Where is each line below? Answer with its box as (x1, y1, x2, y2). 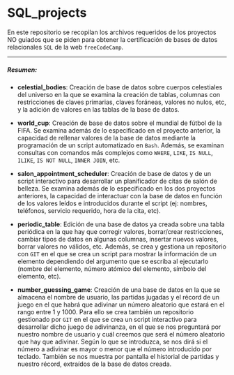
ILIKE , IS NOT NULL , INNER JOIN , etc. (17, 156, 120, 164)
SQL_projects (7, 5, 87, 21)
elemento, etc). (17, 272, 61, 280)
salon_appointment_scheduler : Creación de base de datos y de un (17, 169, 212, 177)
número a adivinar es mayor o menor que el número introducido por (17, 344, 212, 353)
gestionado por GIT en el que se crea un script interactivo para (17, 315, 197, 323)
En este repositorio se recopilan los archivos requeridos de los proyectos (7, 28, 217, 36)
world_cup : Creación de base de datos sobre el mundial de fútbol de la (17, 119, 222, 127)
